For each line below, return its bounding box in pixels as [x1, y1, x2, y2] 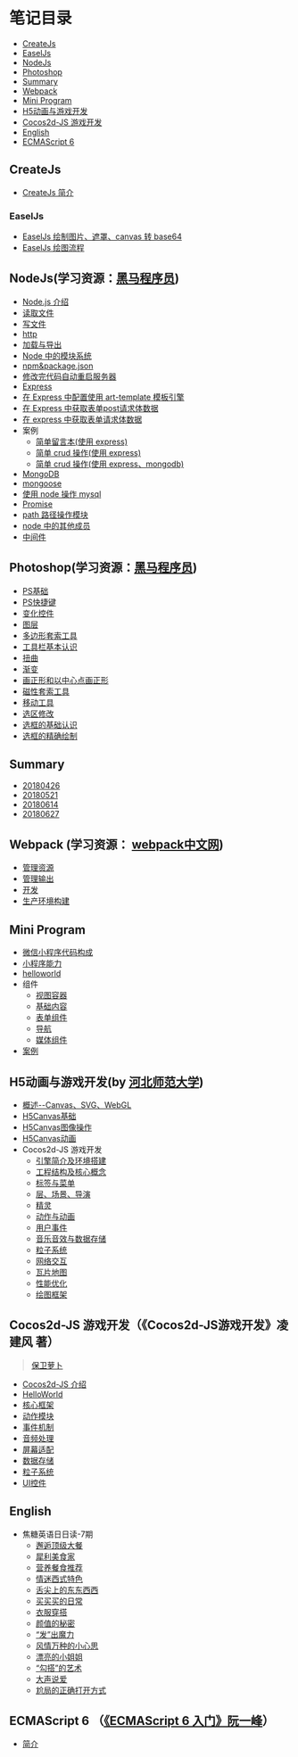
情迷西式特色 [35, 1573, 83, 1584]
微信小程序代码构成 [21, 947, 94, 958]
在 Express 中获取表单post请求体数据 [21, 402, 159, 413]
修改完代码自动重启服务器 [21, 371, 117, 382]
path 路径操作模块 [21, 509, 89, 520]
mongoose [21, 478, 62, 489]
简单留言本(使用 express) [35, 436, 128, 447]
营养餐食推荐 [35, 1562, 83, 1572]
